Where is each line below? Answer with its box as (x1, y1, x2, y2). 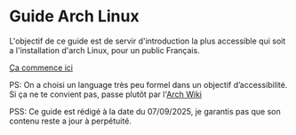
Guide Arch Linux (9, 6, 140, 27)
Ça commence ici (9, 62, 74, 73)
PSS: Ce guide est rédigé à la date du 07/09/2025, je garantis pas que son (9, 106, 282, 116)
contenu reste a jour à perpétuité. (9, 115, 132, 126)
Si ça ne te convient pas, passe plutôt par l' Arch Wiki (9, 89, 203, 99)
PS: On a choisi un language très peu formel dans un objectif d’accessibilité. (9, 79, 288, 90)
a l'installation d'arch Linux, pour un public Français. (9, 44, 200, 55)
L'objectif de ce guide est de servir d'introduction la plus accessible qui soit (9, 36, 286, 46)
